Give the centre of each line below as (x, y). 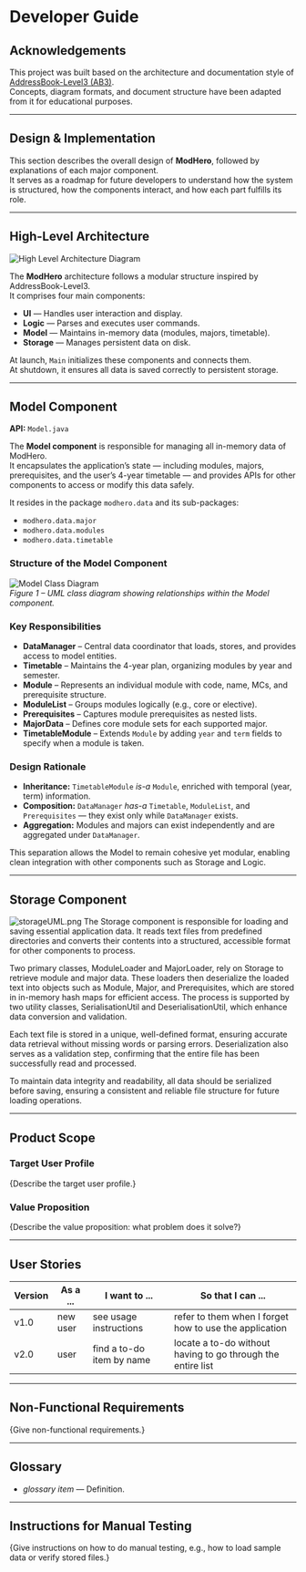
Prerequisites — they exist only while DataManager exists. (130, 816)
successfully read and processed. (73, 1063)
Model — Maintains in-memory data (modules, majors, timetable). (146, 332)
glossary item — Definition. (74, 1489)
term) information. (56, 796)
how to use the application (230, 1328)
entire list (194, 1365)
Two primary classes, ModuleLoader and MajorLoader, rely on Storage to (147, 968)
